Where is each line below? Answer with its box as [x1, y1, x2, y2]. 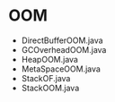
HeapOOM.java [21, 54, 78, 64]
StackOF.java [21, 72, 71, 83]
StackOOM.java [21, 82, 80, 93]
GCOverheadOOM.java [21, 44, 107, 55]
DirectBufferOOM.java [21, 35, 104, 46]
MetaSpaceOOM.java [21, 64, 101, 74]
